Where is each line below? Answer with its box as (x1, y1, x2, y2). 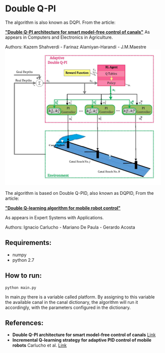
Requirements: (5, 238, 52, 247)
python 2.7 (12, 257, 35, 263)
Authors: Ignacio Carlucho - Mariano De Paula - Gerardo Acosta (5, 224, 135, 230)
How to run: (5, 271, 42, 280)
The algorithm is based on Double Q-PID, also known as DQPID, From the (5, 190, 154, 196)
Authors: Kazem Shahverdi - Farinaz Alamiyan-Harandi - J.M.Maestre (5, 44, 147, 50)
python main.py (5, 285, 37, 290)
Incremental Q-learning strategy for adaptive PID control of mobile (12, 337, 152, 343)
